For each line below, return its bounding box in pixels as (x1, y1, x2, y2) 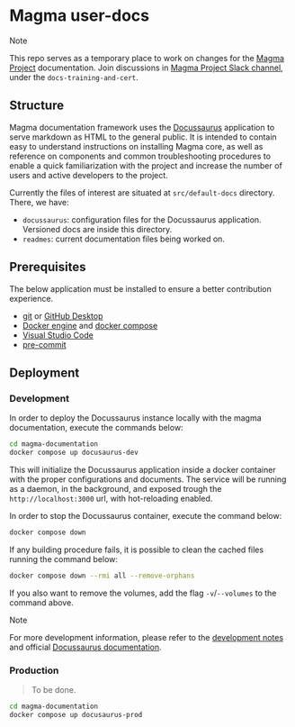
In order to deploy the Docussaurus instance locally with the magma (9, 413, 263, 423)
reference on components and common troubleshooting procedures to (9, 150, 272, 161)
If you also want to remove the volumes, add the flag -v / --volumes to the (9, 587, 277, 598)
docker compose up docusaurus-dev (9, 448, 139, 458)
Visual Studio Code (22, 330, 94, 341)
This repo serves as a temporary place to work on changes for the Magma (9, 52, 285, 63)
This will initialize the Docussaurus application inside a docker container (9, 465, 276, 475)
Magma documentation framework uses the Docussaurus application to (9, 122, 275, 132)
